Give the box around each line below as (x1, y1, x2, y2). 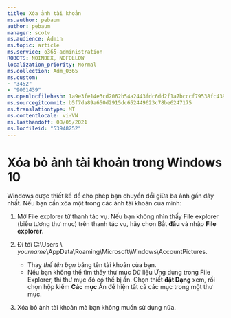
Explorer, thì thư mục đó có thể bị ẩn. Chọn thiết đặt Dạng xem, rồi (27, 275, 215, 284)
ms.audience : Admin (7, 36, 63, 43)
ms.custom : (7, 73, 38, 81)
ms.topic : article (7, 42, 60, 49)
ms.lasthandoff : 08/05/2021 (7, 118, 88, 126)
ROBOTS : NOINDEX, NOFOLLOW (7, 55, 85, 62)
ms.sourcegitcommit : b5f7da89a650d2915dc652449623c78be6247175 (7, 100, 192, 106)
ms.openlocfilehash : (7, 93, 67, 100)
